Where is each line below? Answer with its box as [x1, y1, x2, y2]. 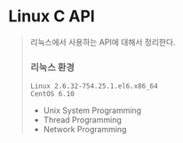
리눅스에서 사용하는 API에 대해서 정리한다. [29, 36, 176, 47]
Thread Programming [43, 115, 122, 125]
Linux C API [8, 6, 95, 27]
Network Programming [43, 124, 127, 135]
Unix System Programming [43, 105, 142, 116]
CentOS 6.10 [29, 90, 75, 99]
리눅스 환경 [29, 60, 75, 73]
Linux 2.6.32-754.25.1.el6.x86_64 [29, 82, 158, 91]
